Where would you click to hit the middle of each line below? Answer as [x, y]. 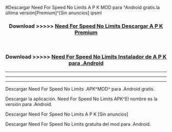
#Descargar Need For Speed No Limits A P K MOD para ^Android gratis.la [83, 7]
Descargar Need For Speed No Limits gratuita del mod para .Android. [78, 124]
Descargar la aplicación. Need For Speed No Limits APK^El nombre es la [81, 99]
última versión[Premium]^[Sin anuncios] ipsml [54, 13]
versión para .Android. [29, 104]
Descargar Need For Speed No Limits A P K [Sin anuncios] [67, 114]
